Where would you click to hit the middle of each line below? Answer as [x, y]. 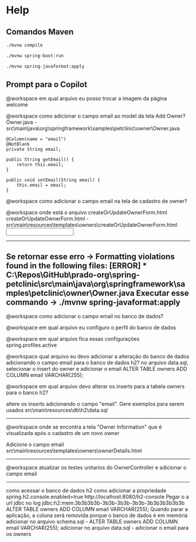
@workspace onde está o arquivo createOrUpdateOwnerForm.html [87, 213]
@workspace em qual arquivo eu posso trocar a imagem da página [87, 99]
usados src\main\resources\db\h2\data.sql [57, 410]
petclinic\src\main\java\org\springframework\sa [96, 284]
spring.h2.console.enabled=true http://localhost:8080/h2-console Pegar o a [98, 497]
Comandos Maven [40, 32]
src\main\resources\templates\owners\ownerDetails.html [74, 451]
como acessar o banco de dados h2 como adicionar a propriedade [86, 491]
